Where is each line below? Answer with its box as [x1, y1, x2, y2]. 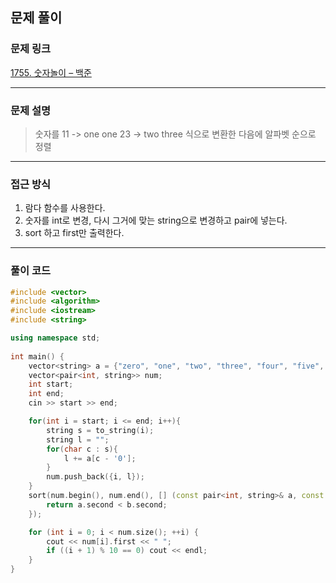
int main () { [10, 351, 65, 362]
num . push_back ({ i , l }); [46, 472, 145, 482]
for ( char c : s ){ [46, 444, 118, 454]
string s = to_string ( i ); [46, 425, 155, 435]
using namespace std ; [10, 333, 101, 343]
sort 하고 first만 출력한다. [24, 227, 125, 239]
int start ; [28, 379, 74, 390]
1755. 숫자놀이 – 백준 [10, 66, 92, 78]
